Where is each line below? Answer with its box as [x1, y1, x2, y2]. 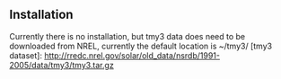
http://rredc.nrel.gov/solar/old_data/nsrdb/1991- [44, 49, 220, 61]
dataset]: [9, 49, 43, 61]
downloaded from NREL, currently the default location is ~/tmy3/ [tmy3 [9, 40, 272, 51]
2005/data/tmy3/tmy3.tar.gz [9, 59, 114, 70]
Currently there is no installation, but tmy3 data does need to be [9, 31, 246, 41]
